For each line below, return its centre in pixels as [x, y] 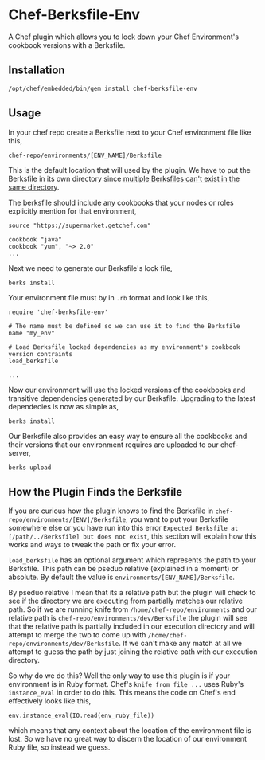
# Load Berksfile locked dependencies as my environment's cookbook [124, 347]
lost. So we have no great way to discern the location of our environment [127, 739]
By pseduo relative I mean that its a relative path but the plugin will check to [132, 593]
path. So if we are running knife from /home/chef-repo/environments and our [132, 609]
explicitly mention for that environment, [72, 211]
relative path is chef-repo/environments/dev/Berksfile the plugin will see [128, 618]
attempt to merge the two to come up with [77, 635]
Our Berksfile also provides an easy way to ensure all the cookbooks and [128, 436]
